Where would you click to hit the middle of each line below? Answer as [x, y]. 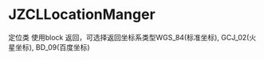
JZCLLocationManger [82, 15]
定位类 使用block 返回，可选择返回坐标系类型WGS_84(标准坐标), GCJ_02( [129, 37]
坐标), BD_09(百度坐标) [52, 47]
